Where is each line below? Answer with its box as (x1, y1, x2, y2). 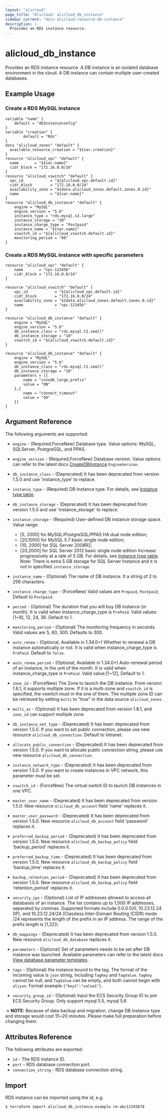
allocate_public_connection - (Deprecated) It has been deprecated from (12, 741, 163, 747)
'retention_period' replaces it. (12, 885, 74, 891)
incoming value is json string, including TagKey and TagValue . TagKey (12, 972, 152, 978)
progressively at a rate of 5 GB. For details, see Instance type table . (20, 553, 159, 559)
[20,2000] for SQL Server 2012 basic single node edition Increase (20, 547, 156, 553)
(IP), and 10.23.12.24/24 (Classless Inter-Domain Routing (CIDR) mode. (12, 910, 158, 916)
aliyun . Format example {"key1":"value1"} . (12, 982, 103, 989)
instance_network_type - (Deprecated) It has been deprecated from (12, 762, 152, 768)
